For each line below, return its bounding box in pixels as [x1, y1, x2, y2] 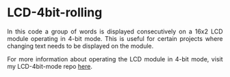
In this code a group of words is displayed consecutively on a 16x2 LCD [7, 27, 223, 35]
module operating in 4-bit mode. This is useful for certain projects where [7, 34, 223, 42]
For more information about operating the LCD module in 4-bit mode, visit [7, 55, 223, 63]
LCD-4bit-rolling [7, 5, 103, 20]
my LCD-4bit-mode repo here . [7, 62, 93, 70]
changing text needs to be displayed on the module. [7, 42, 154, 50]
